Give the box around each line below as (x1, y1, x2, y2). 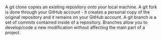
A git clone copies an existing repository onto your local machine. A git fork (5, 4, 157, 10)
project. (5, 30, 21, 35)
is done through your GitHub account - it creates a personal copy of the (5, 9, 150, 15)
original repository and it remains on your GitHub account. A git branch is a (5, 14, 157, 20)
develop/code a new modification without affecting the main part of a (5, 25, 145, 30)
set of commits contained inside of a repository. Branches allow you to (5, 19, 148, 25)
